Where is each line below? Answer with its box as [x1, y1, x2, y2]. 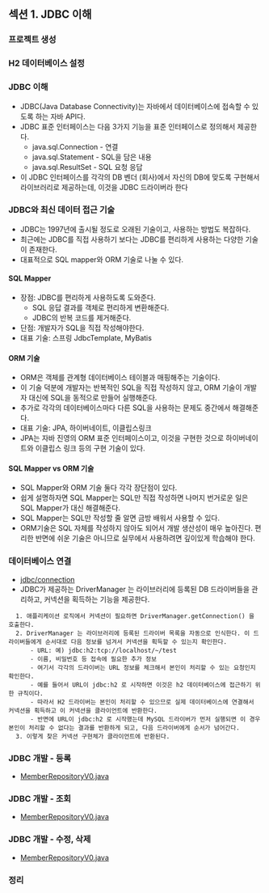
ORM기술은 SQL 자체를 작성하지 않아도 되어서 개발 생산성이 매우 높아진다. [19, 523, 253, 533]
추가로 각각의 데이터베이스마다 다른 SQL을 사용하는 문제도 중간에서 [19, 403, 231, 413]
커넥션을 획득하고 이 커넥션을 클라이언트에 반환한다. [8, 706, 158, 714]
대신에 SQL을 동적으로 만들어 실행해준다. [28, 393, 158, 403]
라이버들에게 [8, 637, 42, 645]
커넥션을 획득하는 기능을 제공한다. [44, 594, 150, 604]
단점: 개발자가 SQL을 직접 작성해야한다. [19, 323, 145, 333]
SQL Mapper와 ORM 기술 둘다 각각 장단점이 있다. [19, 483, 178, 493]
